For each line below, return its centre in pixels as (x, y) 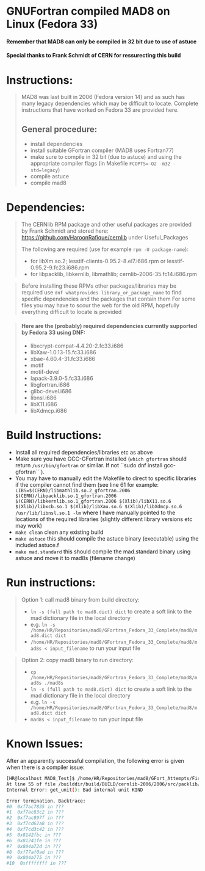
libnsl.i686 (43, 398)
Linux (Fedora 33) (52, 24)
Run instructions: (51, 583)
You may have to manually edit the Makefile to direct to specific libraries (106, 478)
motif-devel (45, 372)
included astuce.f (37, 545)
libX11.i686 (44, 404)
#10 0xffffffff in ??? (37, 863)
